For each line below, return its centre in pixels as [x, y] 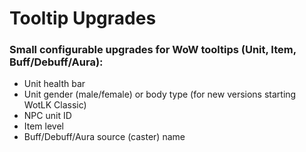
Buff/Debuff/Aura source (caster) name [104, 137]
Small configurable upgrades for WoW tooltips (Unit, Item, [153, 50]
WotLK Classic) [55, 105]
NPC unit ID [47, 116]
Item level [43, 126]
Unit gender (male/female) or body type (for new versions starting [160, 94]
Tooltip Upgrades [83, 18]
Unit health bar [54, 84]
